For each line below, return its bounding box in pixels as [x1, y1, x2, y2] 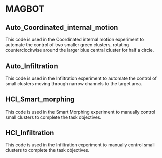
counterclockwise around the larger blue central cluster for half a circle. [5, 47, 154, 53]
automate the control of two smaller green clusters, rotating [5, 42, 129, 48]
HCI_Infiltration [5, 129, 55, 137]
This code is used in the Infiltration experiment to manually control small [5, 142, 155, 148]
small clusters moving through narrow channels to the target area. [5, 80, 142, 86]
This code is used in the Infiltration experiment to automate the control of [5, 75, 157, 81]
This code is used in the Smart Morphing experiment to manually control [5, 109, 155, 115]
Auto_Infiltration [5, 62, 58, 71]
